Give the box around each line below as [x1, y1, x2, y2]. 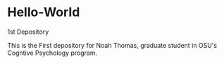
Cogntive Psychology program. [7, 49, 97, 57]
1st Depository [7, 27, 49, 36]
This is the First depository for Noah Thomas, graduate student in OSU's [7, 41, 217, 49]
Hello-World [7, 4, 80, 20]
